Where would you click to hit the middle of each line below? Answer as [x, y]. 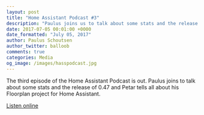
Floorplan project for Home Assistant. [53, 94]
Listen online [22, 105]
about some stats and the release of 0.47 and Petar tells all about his [93, 87]
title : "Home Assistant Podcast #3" [53, 18]
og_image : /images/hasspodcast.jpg [52, 63]
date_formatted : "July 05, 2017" [49, 35]
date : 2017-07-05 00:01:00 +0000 [49, 29]
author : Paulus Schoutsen [39, 40]
